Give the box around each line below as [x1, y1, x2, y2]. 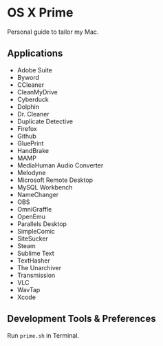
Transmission [17, 271, 56, 279]
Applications [7, 48, 63, 59]
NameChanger [17, 190, 59, 199]
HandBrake [17, 146, 50, 154]
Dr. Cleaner [17, 110, 50, 118]
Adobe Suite [17, 65, 53, 74]
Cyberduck [17, 95, 50, 103]
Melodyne [17, 168, 46, 176]
